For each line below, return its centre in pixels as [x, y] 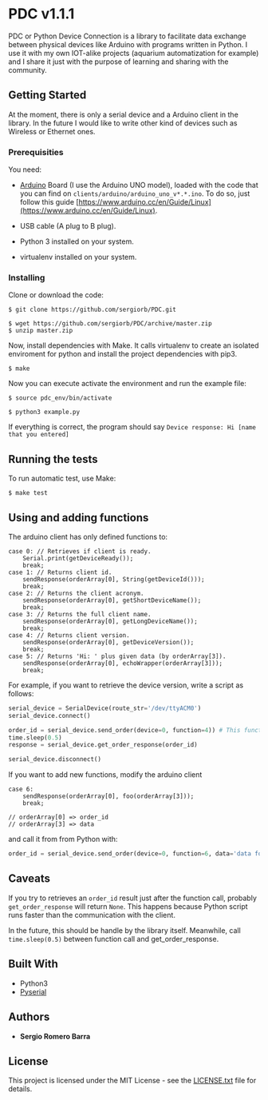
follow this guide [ [49, 202]
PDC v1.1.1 [41, 14]
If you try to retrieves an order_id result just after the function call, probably [132, 898]
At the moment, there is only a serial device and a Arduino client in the [124, 114]
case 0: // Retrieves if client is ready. [80, 551]
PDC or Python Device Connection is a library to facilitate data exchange [127, 36]
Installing [27, 277]
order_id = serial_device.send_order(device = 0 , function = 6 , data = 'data [130, 854]
